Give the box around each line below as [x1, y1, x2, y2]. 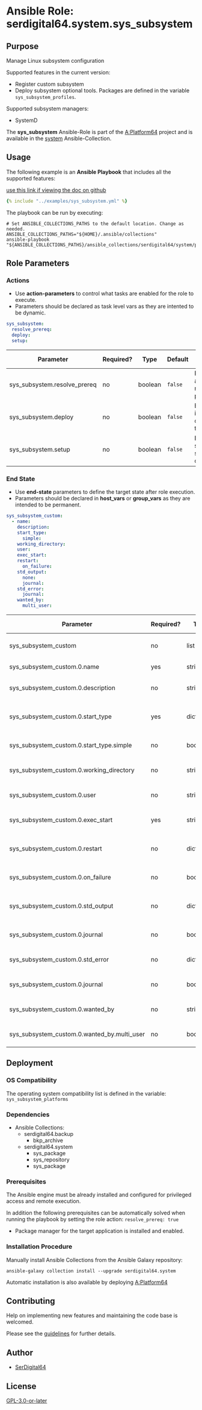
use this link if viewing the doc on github [6, 186, 106, 194]
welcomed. [6, 1318, 34, 1325]
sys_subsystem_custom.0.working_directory [9, 766, 135, 774]
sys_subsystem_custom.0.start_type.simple [9, 741, 132, 750]
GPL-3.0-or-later [6, 1397, 47, 1405]
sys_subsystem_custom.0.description [9, 684, 115, 692]
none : [22, 575, 36, 581]
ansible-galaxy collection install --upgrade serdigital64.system [6, 1268, 176, 1274]
